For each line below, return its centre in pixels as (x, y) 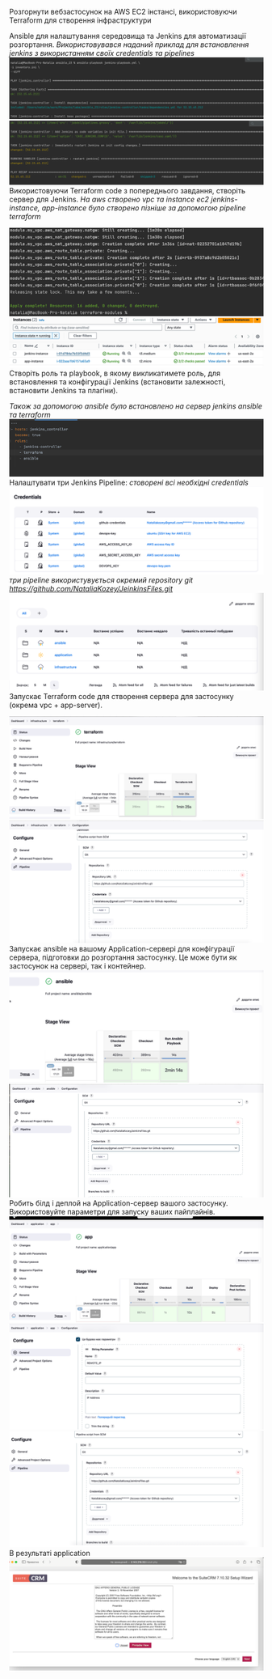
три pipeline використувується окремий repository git (101, 580)
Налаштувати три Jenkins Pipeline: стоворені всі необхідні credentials (129, 483)
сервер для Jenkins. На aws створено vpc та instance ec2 (109, 199)
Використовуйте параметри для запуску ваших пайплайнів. (112, 1212)
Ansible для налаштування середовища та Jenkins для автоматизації (128, 36)
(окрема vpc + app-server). (56, 705)
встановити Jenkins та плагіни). (63, 391)
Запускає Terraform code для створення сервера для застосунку (121, 696)
